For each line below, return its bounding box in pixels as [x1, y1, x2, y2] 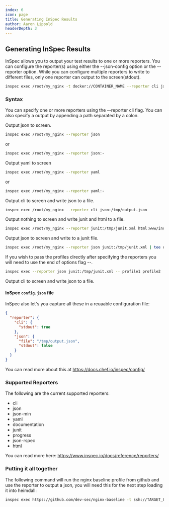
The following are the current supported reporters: [5, 390, 110, 396]
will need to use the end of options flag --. [5, 260, 93, 266]
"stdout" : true [18, 324, 51, 329]
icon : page [5, 12, 28, 17]
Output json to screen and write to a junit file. [5, 235, 99, 241]
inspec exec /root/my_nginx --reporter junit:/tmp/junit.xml [5, 226, 136, 231]
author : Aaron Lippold [5, 21, 53, 27]
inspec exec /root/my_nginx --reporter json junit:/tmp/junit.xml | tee [5, 245, 161, 250]
